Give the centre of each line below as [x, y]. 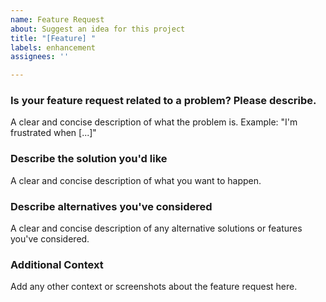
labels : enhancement [53, 47]
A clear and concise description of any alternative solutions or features [156, 228]
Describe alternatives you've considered [111, 206]
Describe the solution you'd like [89, 159]
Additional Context [57, 264]
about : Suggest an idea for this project [98, 29]
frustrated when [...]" [53, 133]
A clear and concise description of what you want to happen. [136, 180]
